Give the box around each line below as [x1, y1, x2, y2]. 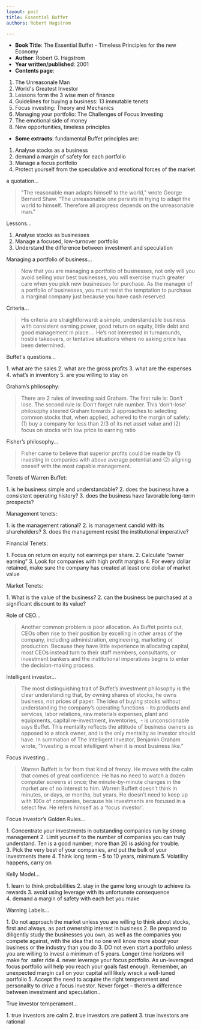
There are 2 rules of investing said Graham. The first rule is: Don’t [20, 394, 183, 402]
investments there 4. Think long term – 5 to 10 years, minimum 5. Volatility [6, 853, 188, 860]
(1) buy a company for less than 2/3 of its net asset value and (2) [20, 420, 181, 427]
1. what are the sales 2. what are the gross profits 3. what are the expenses [6, 365, 192, 372]
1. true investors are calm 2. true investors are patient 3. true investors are [6, 1012, 189, 1019]
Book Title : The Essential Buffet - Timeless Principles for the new [14, 41, 177, 49]
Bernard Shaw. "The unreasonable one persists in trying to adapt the [20, 196, 191, 203]
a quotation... [6, 178, 39, 185]
